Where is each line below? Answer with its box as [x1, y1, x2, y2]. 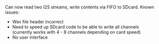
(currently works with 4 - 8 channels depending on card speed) [12, 29, 141, 35]
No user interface [12, 34, 48, 40]
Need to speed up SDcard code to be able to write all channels [12, 24, 139, 30]
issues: [5, 9, 20, 15]
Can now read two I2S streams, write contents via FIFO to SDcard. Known [5, 4, 155, 10]
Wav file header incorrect [12, 19, 64, 24]
